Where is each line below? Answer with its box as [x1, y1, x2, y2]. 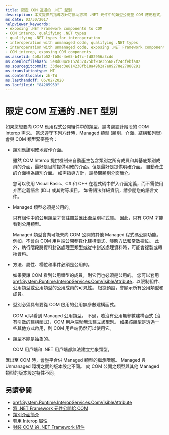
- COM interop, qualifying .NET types [5, 31, 87, 36]
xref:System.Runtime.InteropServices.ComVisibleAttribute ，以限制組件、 [12, 278, 163, 284]
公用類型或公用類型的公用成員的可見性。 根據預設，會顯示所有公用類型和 [12, 284, 164, 290]
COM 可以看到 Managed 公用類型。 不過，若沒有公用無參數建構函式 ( [12, 312, 157, 318]
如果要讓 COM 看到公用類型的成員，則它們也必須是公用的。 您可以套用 [12, 272, 159, 278]
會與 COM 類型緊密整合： [5, 136, 58, 142]
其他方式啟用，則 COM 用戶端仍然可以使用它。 [17, 325, 114, 331]
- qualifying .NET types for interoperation [5, 36, 100, 41]
